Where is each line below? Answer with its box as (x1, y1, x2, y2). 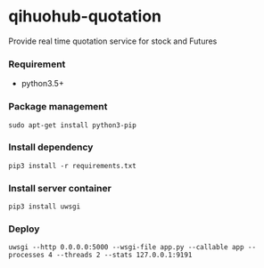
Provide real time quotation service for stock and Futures (8, 36, 218, 46)
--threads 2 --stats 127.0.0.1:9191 (55, 251, 193, 260)
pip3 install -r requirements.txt (8, 161, 137, 170)
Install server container (8, 182, 112, 194)
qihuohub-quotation (8, 6, 162, 27)
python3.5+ (21, 78, 64, 89)
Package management (8, 101, 108, 113)
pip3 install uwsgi (8, 202, 81, 211)
